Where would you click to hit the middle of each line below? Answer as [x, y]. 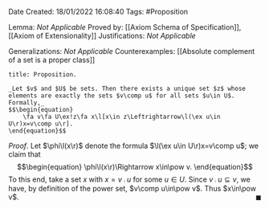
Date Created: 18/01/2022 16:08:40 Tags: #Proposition [98, 12]
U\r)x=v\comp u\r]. [41, 124]
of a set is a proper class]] [52, 60]
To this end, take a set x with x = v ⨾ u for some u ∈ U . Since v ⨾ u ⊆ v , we [129, 179]
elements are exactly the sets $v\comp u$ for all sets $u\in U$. [122, 96]
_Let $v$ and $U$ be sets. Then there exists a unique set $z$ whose [127, 88]
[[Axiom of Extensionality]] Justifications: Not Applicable [102, 36]
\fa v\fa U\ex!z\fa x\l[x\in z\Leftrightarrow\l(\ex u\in [122, 117]
